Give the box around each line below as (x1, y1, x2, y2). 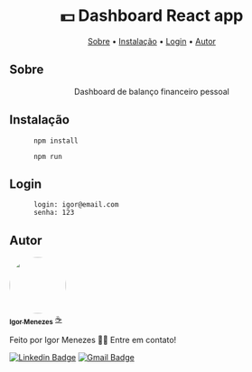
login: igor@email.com (33, 200, 119, 209)
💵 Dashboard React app (60, 5, 244, 26)
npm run (33, 152, 63, 161)
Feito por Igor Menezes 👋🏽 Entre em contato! (9, 335, 177, 346)
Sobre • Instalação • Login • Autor (87, 35, 217, 46)
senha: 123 (33, 209, 75, 218)
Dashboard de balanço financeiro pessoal (73, 86, 230, 97)
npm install (33, 136, 79, 145)
